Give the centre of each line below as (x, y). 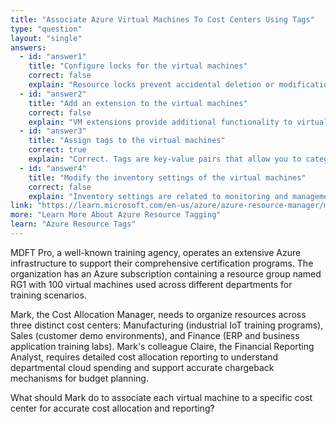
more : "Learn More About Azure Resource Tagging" (116, 215)
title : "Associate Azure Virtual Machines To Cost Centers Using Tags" (162, 19)
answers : (28, 47)
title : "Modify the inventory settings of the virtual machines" (167, 177)
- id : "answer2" (53, 94)
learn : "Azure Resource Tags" (73, 224)
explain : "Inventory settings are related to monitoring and (158, 196)
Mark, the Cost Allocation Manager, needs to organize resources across (158, 314)
